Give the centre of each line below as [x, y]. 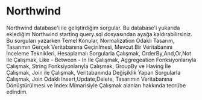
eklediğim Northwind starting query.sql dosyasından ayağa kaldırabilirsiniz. [99, 34]
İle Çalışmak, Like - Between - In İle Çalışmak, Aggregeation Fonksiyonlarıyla [101, 60]
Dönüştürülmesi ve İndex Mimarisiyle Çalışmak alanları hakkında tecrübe [96, 85]
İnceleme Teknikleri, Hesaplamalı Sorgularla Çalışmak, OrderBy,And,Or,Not [99, 53]
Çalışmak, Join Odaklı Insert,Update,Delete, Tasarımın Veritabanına [90, 79]
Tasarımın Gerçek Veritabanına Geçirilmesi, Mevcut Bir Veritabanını [90, 47]
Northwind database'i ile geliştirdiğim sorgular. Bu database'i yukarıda [93, 28]
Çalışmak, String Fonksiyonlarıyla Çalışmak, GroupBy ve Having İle [89, 66]
